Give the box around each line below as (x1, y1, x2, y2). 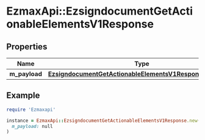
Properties (6, 41, 48, 52)
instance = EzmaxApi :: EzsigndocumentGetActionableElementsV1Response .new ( (6, 117, 201, 124)
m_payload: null (12, 123, 53, 129)
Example (6, 90, 40, 101)
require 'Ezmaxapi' (6, 107, 56, 113)
